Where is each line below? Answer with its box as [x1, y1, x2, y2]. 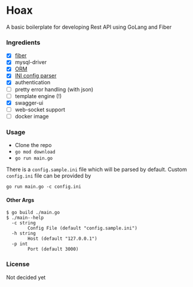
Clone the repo [14, 142, 52, 149]
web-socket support [14, 106, 66, 113]
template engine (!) [14, 92, 62, 99]
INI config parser [14, 72, 57, 80]
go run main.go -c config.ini [6, 184, 82, 190]
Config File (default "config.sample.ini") [27, 225, 137, 231]
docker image [14, 112, 49, 120]
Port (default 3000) [27, 246, 79, 252]
